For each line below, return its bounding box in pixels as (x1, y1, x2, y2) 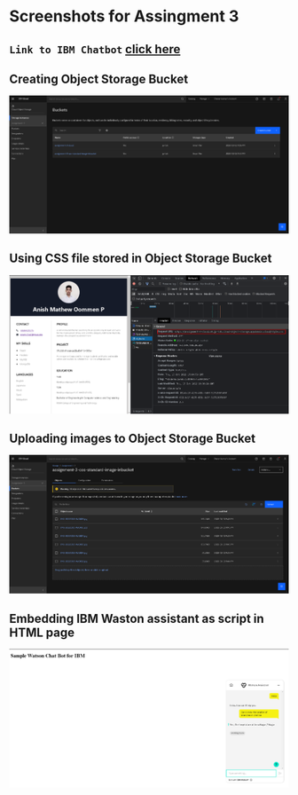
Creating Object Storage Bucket (9, 71, 189, 86)
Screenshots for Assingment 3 (9, 6, 239, 27)
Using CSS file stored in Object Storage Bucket (9, 251, 272, 266)
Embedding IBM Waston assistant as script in (9, 610, 264, 626)
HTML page (9, 625, 75, 640)
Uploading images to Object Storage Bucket (9, 430, 255, 445)
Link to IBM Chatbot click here (9, 42, 181, 57)
